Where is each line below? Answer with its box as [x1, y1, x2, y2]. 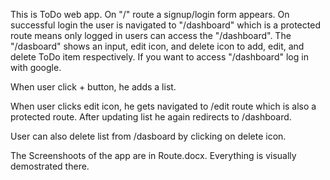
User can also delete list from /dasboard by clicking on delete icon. [10, 130, 287, 142]
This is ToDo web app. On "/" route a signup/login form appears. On [10, 9, 290, 20]
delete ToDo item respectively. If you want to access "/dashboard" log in [10, 51, 309, 63]
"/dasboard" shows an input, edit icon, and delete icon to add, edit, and [10, 40, 305, 52]
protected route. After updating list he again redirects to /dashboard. [10, 111, 292, 123]
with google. [10, 62, 62, 73]
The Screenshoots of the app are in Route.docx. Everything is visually [10, 150, 297, 161]
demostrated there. [10, 160, 90, 172]
